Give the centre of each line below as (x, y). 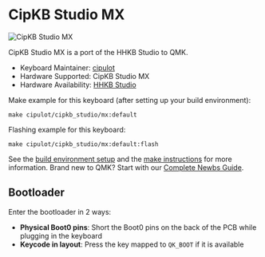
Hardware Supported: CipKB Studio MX (85, 76)
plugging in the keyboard (61, 235)
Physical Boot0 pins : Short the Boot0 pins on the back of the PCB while (138, 227)
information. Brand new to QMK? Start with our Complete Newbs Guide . (126, 167)
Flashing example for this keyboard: (67, 129)
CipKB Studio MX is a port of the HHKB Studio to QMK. (98, 52)
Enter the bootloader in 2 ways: (60, 212)
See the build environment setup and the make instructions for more (121, 159)
